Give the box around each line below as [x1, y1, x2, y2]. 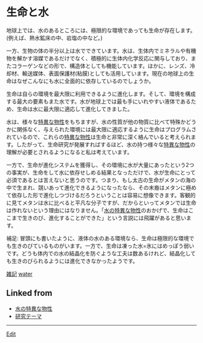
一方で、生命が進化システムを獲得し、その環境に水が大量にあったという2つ [6, 161, 195, 168]
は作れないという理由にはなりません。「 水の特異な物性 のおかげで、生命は [6, 206, 189, 214]
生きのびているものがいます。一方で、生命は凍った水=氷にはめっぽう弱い [11, 242, 195, 249]
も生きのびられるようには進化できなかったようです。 [6, 257, 138, 264]
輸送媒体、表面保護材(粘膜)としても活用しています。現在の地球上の [22, 70, 189, 77]
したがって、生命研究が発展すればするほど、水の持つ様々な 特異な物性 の [16, 140, 196, 148]
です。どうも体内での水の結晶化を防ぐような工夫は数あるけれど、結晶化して [6, 249, 196, 257]
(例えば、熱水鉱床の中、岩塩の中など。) [6, 34, 103, 41]
